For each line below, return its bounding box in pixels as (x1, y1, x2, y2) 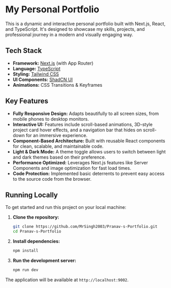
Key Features (5, 97, 49, 106)
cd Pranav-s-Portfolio (12, 229, 61, 234)
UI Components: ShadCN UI (12, 76, 73, 83)
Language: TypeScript (12, 65, 60, 71)
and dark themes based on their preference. (12, 154, 106, 160)
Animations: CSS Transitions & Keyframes (12, 82, 102, 88)
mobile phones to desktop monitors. (12, 116, 89, 122)
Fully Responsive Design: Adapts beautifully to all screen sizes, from (12, 110, 159, 117)
